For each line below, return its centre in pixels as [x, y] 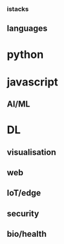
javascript [33, 82]
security [23, 214]
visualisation [31, 152]
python [25, 55]
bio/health [27, 234]
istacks [18, 9]
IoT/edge [24, 193]
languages [27, 29]
